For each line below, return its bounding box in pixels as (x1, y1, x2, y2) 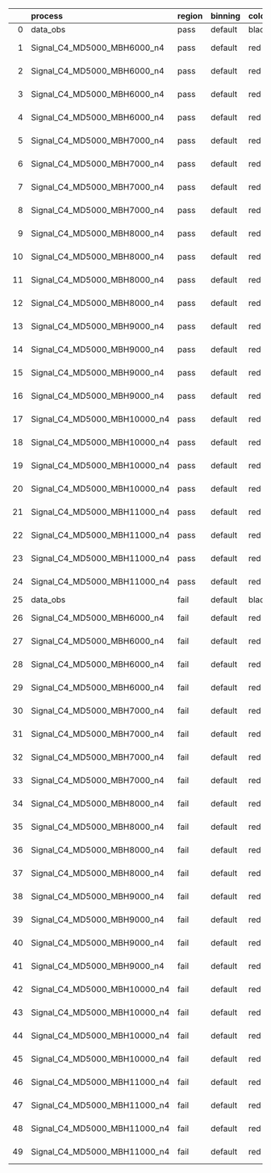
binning (211, 10, 240, 21)
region (177, 10, 203, 21)
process (31, 10, 63, 21)
